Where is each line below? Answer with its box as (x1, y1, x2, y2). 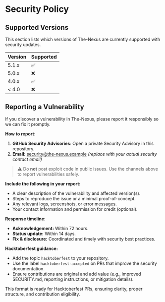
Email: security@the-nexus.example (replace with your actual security (12, 151, 157, 157)
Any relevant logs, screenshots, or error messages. (12, 201, 117, 207)
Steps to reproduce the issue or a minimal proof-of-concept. (12, 195, 136, 201)
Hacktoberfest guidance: (5, 245, 58, 251)
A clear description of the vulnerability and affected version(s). (12, 190, 141, 196)
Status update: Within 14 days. (12, 231, 76, 237)
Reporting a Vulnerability (5, 103, 84, 111)
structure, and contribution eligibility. (5, 291, 80, 297)
